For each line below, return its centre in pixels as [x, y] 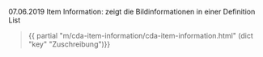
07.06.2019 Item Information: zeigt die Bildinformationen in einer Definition [132, 12]
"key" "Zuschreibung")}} [69, 44]
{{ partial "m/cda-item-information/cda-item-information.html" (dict [140, 36]
